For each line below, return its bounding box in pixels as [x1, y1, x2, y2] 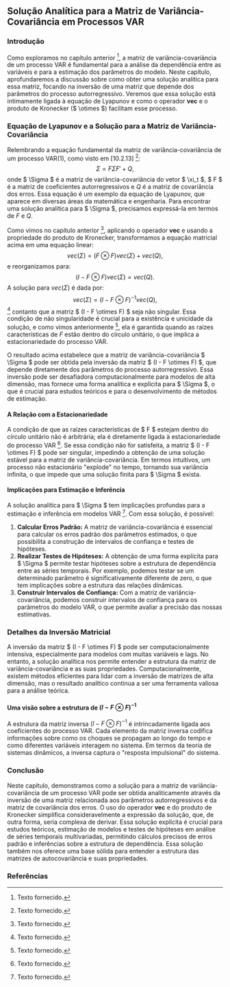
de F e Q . [7, 212, 33, 220]
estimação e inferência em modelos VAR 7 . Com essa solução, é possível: [7, 508, 214, 518]
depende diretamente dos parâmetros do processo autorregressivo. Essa [7, 365, 214, 373]
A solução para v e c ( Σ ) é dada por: [7, 284, 104, 292]
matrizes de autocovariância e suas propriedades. [7, 854, 149, 862]
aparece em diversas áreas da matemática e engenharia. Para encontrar [7, 197, 211, 205]
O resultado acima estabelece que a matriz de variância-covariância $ [7, 351, 205, 359]
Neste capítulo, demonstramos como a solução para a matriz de [7, 781, 188, 790]
